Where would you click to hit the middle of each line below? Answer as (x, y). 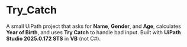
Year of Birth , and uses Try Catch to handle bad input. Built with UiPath (94, 32)
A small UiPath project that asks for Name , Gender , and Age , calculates (94, 26)
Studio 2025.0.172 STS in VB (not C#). (54, 38)
